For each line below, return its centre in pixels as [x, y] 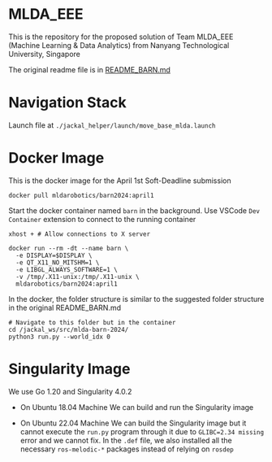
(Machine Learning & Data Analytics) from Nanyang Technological [119, 45]
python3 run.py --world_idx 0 [60, 337]
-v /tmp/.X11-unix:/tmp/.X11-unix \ [78, 277]
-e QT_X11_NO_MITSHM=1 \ [58, 262]
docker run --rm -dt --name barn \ [69, 248]
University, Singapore [45, 54]
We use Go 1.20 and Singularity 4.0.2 [70, 391]
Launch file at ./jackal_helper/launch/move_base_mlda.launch [112, 125]
